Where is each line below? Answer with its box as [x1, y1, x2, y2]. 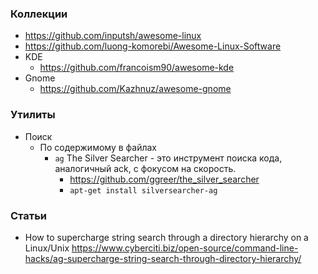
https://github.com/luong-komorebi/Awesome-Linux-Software [24, 40, 282, 52]
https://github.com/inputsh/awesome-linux [24, 30, 202, 42]
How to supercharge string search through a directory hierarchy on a [24, 231, 309, 243]
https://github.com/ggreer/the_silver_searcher [69, 173, 260, 185]
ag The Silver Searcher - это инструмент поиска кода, [54, 152, 283, 164]
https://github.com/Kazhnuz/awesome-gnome [39, 83, 232, 95]
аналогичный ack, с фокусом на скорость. [54, 162, 237, 174]
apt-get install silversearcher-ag [69, 185, 218, 196]
